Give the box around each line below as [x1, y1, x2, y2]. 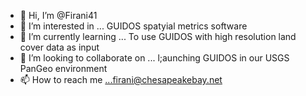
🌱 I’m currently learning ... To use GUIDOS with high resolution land [19, 31, 297, 42]
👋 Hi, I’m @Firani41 [19, 10, 98, 21]
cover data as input [19, 41, 100, 53]
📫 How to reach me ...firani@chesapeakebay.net [19, 74, 223, 85]
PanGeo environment [19, 63, 108, 74]
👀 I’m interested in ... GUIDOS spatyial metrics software [19, 20, 248, 32]
